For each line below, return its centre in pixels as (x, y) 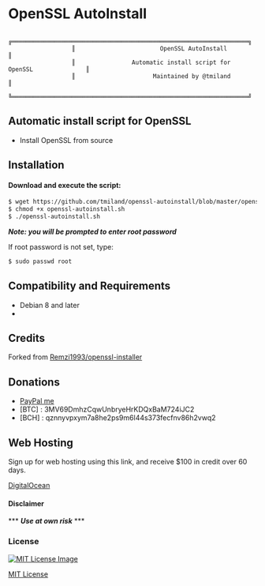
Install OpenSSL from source (66, 140)
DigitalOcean (29, 486)
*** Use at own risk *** (47, 521)
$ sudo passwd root (40, 261)
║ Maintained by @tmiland (151, 76)
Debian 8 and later (50, 305)
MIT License (28, 574)
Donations (34, 382)
